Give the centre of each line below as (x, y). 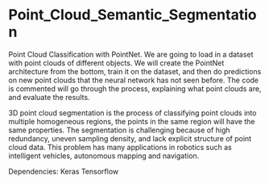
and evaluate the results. (49, 97)
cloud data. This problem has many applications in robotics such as (120, 147)
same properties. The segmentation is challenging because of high (120, 130)
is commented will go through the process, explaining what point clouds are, (135, 88)
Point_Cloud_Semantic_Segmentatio (132, 15)
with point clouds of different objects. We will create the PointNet (116, 63)
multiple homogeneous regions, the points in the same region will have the (132, 121)
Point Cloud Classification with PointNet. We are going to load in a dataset (131, 54)
